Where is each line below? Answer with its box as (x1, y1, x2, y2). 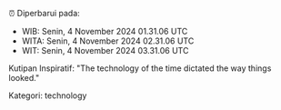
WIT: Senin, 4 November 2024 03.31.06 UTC (21, 45, 189, 55)
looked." (8, 73, 40, 83)
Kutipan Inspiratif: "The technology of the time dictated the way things (8, 63, 272, 74)
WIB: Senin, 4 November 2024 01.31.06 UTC (21, 26, 188, 36)
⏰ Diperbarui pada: (8, 8, 81, 18)
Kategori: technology (8, 90, 87, 101)
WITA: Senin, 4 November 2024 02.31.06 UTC (21, 35, 195, 46)
